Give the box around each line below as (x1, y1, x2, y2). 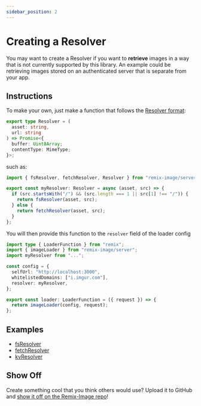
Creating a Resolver (6, 34, 106, 48)
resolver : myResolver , (11, 280, 68, 286)
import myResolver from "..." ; (6, 253, 84, 259)
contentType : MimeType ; (11, 147, 71, 153)
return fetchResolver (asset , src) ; (17, 208, 106, 214)
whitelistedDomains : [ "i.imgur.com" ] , (11, 274, 109, 280)
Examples (6, 324, 44, 335)
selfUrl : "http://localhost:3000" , (11, 269, 100, 275)
